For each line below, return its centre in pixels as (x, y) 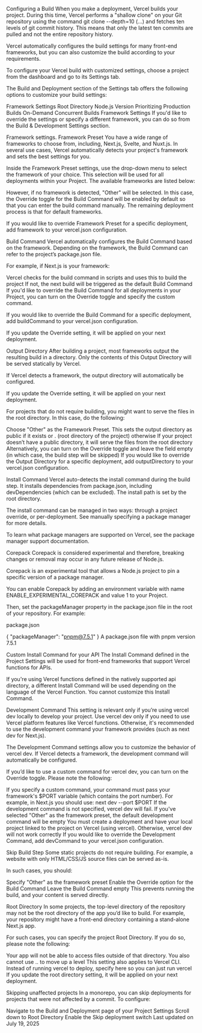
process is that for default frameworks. (54, 212)
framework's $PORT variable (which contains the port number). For (90, 796)
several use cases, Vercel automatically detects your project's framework (97, 150)
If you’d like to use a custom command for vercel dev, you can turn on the (97, 772)
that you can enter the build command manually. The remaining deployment (100, 205)
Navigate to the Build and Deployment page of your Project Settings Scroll (98, 1011)
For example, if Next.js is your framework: (58, 266)
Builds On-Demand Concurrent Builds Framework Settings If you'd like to (96, 113)
